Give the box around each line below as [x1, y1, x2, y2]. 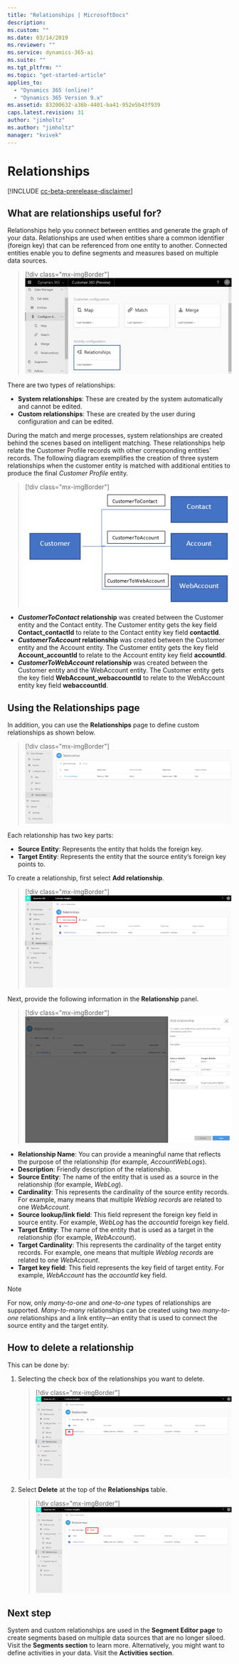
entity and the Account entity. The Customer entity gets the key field [17, 643, 219, 652]
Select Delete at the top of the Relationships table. [17, 1485, 168, 1494]
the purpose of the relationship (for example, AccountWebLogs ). [17, 1157, 208, 1166]
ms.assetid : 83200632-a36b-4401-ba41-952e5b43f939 [7, 102, 161, 109]
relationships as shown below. [7, 728, 96, 737]
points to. [17, 860, 46, 868]
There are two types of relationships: [7, 381, 116, 389]
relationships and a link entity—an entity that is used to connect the [20, 1313, 218, 1322]
